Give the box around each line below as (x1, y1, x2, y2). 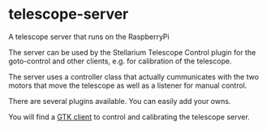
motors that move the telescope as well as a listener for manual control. (8, 80, 248, 90)
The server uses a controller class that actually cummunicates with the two (8, 71, 260, 81)
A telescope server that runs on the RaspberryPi (8, 32, 170, 41)
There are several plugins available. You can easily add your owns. (8, 96, 231, 106)
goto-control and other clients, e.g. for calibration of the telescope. (8, 56, 232, 66)
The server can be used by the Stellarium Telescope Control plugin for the (8, 47, 256, 57)
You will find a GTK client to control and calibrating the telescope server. (8, 111, 250, 122)
